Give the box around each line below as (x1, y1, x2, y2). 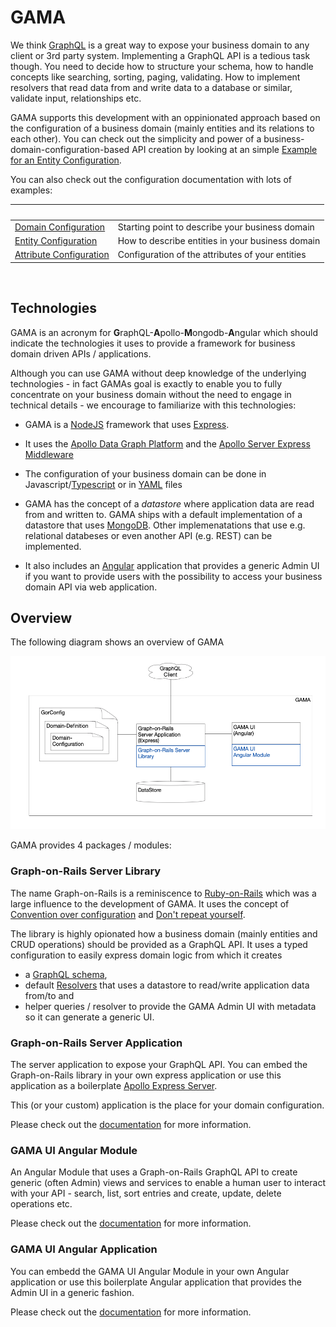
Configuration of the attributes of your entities (117, 249, 307, 261)
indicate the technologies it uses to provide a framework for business (10, 337, 296, 349)
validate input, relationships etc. (10, 92, 142, 104)
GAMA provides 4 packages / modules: (10, 839, 172, 851)
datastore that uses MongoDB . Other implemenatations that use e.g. (24, 519, 306, 531)
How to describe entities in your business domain (117, 234, 321, 246)
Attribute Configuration (14, 249, 110, 261)
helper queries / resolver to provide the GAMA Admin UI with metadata (24, 1000, 317, 1012)
